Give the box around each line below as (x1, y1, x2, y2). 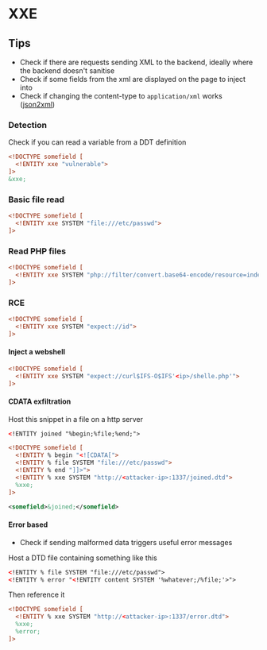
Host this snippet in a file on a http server (8, 414, 144, 424)
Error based (8, 520, 48, 529)
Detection (8, 119, 48, 130)
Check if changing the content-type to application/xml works (19, 91, 222, 100)
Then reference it (8, 590, 65, 600)
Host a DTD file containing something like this (8, 553, 157, 563)
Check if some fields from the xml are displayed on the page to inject (19, 75, 246, 83)
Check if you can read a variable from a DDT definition (8, 137, 187, 147)
